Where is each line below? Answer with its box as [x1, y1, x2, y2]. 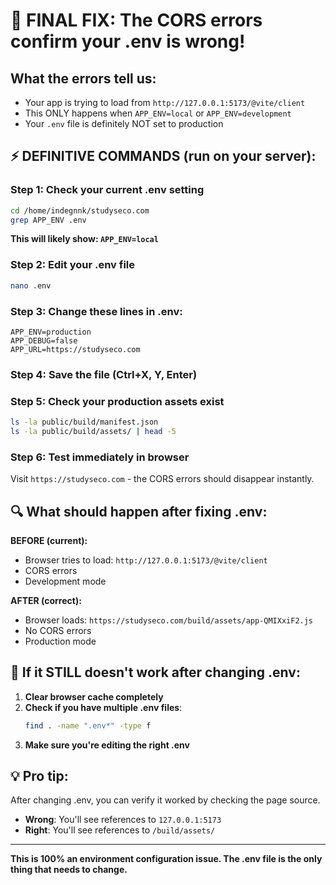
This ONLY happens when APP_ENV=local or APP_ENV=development [24, 107, 292, 119]
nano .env [10, 280, 52, 291]
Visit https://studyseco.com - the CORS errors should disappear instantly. [10, 473, 315, 485]
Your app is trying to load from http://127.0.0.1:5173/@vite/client [24, 97, 306, 108]
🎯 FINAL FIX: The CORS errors [10, 9, 263, 32]
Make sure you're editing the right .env [24, 739, 190, 751]
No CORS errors [24, 624, 92, 636]
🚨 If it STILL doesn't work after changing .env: [10, 664, 301, 681]
